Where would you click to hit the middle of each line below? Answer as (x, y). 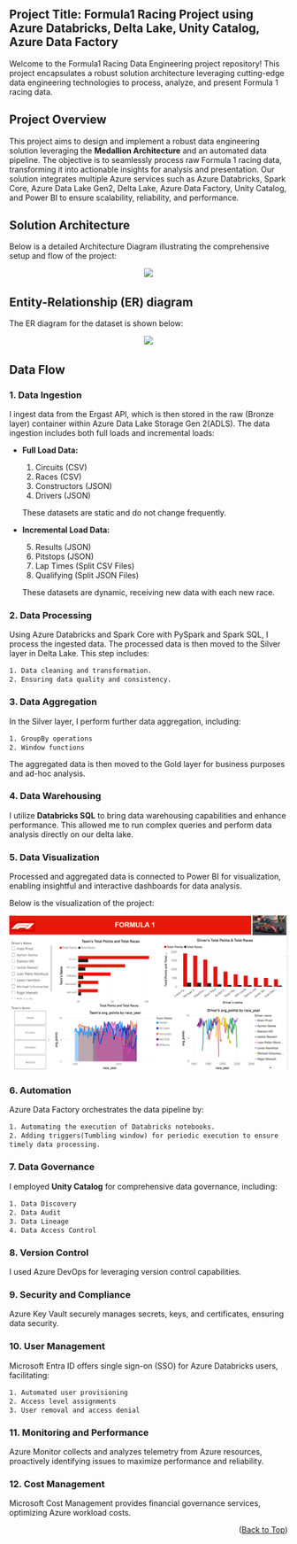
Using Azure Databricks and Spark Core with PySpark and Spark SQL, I (139, 635)
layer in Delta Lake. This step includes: (80, 654)
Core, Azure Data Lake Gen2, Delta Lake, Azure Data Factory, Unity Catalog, (148, 188)
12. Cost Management (57, 1484)
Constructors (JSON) (73, 485)
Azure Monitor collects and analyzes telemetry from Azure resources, (136, 1451)
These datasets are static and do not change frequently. (124, 512)
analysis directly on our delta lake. (72, 834)
